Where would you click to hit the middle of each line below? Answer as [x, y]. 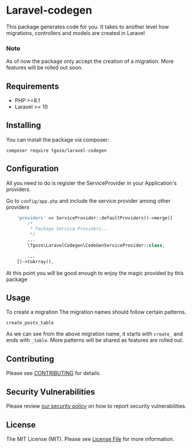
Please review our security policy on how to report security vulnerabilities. [96, 406]
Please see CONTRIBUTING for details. [54, 373]
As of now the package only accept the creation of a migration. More [90, 61]
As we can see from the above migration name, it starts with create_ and [95, 334]
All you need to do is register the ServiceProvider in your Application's [92, 183]
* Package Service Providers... [70, 229]
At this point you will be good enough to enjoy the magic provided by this [95, 273]
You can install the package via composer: [58, 139]
